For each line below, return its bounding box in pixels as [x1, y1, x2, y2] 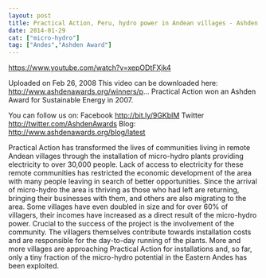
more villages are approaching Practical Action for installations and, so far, [8, 244, 252, 254]
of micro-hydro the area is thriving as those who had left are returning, [8, 185, 240, 195]
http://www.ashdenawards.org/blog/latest [8, 128, 146, 137]
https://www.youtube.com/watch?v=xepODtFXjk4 [8, 63, 171, 72]
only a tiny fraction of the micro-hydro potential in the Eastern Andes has [8, 253, 248, 262]
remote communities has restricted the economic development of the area [8, 168, 252, 178]
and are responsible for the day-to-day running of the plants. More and [8, 236, 241, 245]
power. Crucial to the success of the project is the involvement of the [8, 219, 235, 229]
